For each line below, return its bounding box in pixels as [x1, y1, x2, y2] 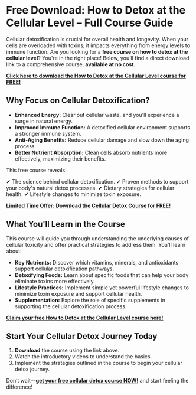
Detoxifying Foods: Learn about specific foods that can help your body [14, 271, 189, 278]
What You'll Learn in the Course [6, 219, 126, 229]
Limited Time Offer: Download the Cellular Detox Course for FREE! [6, 202, 171, 209]
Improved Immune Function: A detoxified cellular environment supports [14, 123, 191, 130]
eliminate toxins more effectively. [14, 278, 96, 285]
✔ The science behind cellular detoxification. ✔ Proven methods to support [6, 178, 189, 185]
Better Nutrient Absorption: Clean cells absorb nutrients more [14, 149, 167, 156]
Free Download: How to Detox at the [6, 4, 186, 17]
